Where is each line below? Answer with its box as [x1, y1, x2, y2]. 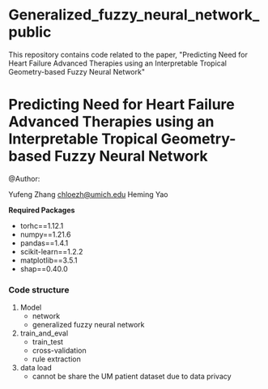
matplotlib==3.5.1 [19, 255, 78, 265]
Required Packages [8, 205, 75, 215]
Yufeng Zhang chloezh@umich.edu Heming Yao [8, 189, 168, 199]
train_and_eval [19, 328, 69, 338]
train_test [32, 337, 63, 347]
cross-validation [32, 346, 87, 356]
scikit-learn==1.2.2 [19, 246, 83, 256]
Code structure [8, 284, 70, 295]
